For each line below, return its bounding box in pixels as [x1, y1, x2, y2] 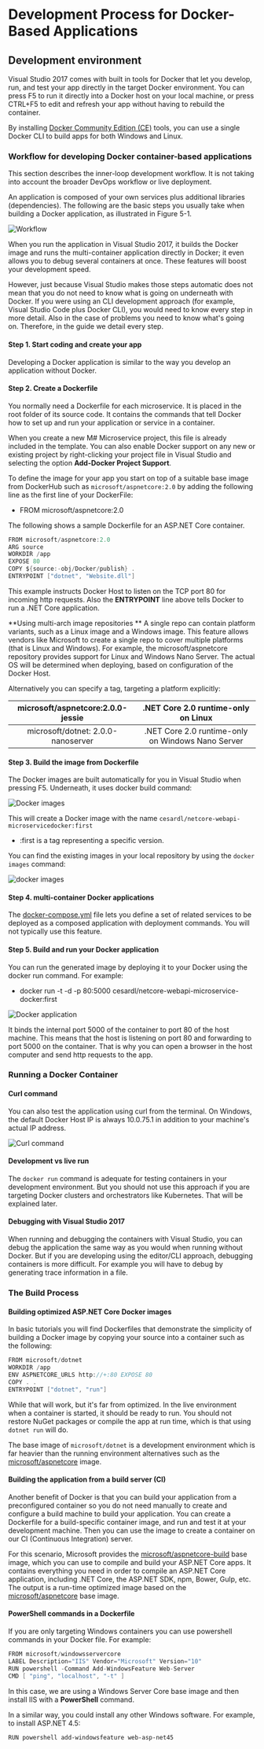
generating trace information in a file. [8, 1268, 128, 1277]
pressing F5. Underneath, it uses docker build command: [8, 783, 192, 793]
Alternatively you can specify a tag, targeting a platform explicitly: [8, 683, 222, 693]
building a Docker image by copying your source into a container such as [8, 1333, 245, 1342]
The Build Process [8, 1287, 79, 1298]
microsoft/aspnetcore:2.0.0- [16, 702, 128, 713]
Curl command [8, 1089, 58, 1099]
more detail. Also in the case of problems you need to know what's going [8, 313, 245, 323]
